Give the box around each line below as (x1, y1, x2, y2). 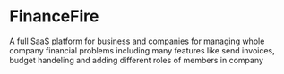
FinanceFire (9, 6, 99, 27)
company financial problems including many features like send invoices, (9, 45, 275, 55)
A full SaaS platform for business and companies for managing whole (9, 36, 265, 46)
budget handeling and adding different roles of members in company (9, 54, 264, 65)
